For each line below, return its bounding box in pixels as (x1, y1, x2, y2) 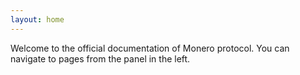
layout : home (10, 14, 65, 25)
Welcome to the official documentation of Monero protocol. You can (10, 42, 290, 54)
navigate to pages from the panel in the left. (10, 52, 191, 65)
